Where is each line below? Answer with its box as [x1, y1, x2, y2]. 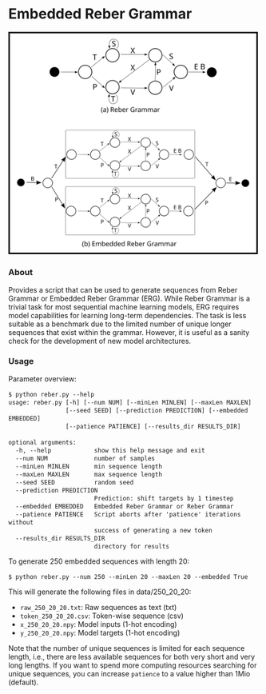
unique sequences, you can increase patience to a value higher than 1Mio [8, 668, 251, 678]
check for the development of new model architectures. [8, 336, 192, 345]
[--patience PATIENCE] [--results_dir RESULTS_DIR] [65, 422, 241, 430]
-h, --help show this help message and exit [15, 446, 205, 454]
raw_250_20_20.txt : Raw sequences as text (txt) [19, 602, 177, 612]
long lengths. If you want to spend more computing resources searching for [8, 660, 257, 670]
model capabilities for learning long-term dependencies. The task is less [8, 310, 247, 320]
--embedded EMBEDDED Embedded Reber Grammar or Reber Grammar [15, 502, 234, 510]
